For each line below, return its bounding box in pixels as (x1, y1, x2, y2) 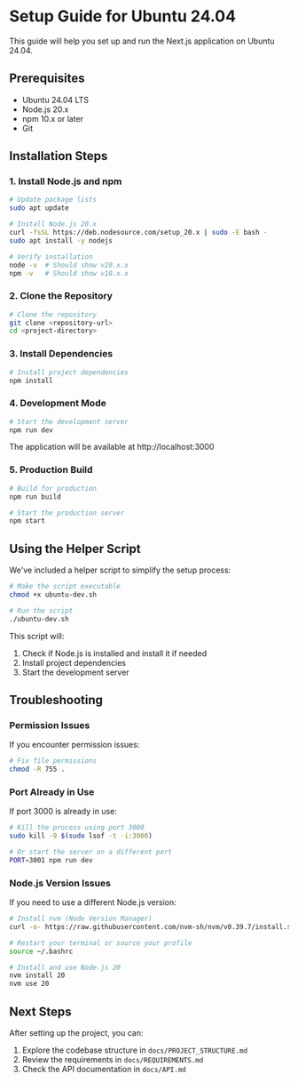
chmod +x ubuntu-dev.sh (9, 589, 98, 599)
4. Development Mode (9, 397, 106, 410)
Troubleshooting (9, 692, 104, 708)
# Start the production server (9, 509, 125, 517)
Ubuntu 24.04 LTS (21, 94, 90, 105)
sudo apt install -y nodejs (9, 236, 114, 245)
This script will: (9, 630, 65, 641)
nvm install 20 (9, 971, 66, 980)
